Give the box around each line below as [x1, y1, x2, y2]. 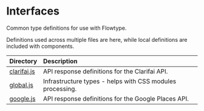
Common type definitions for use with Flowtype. [6, 24, 127, 32]
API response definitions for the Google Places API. [42, 94, 189, 103]
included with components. [6, 42, 75, 50]
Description [42, 56, 78, 65]
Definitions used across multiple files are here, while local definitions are [6, 36, 188, 43]
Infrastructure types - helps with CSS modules [42, 77, 177, 86]
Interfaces [6, 4, 59, 18]
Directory [9, 56, 38, 65]
